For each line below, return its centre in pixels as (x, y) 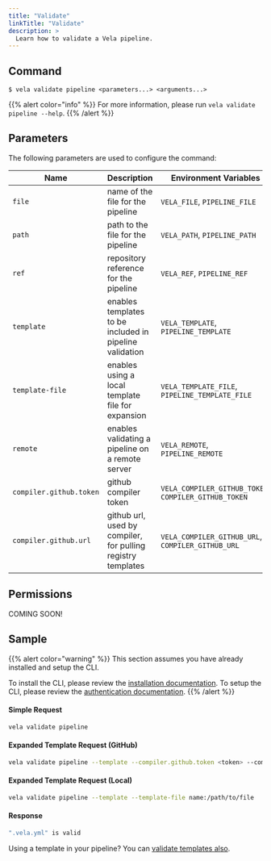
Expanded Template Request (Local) (71, 780)
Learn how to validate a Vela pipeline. (84, 38)
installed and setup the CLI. (54, 667)
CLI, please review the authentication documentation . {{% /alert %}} (122, 692)
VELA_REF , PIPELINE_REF (204, 273)
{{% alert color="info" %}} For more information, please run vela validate (132, 105)
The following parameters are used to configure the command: (113, 157)
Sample (28, 639)
